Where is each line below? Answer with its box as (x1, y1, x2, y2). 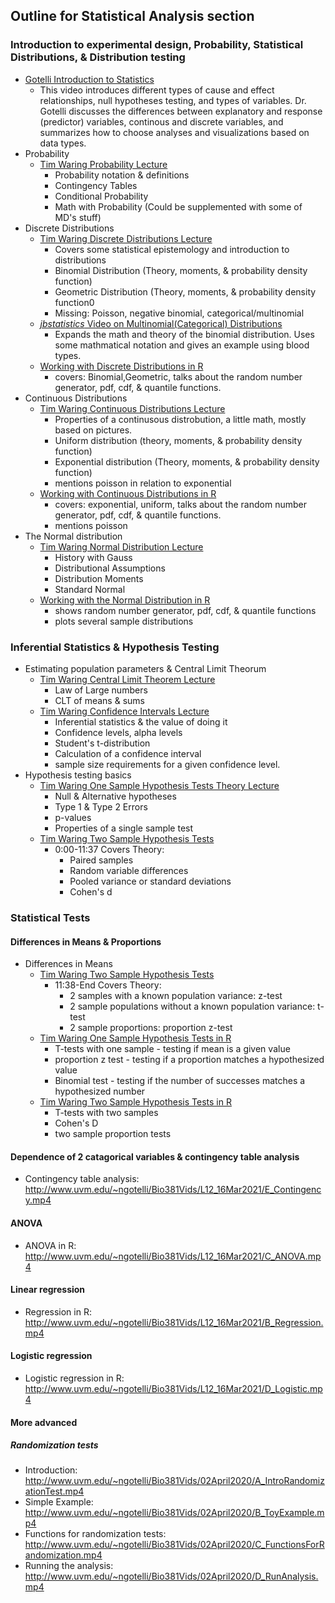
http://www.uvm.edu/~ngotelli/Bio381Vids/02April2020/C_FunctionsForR (24, 1539, 325, 1551)
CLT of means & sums (54, 694, 145, 706)
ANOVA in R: (24, 1239, 77, 1251)
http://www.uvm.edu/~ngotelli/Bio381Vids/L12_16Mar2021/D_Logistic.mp (24, 1382, 323, 1394)
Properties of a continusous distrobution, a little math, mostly (54, 413, 307, 425)
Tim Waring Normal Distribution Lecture (39, 540, 204, 553)
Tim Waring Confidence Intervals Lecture (39, 705, 210, 717)
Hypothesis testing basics (24, 769, 132, 781)
